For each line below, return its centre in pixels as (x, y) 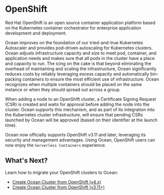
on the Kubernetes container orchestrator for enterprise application (73, 28)
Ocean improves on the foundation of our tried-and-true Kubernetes (74, 42)
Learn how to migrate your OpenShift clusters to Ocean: (62, 172)
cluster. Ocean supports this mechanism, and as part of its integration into (80, 110)
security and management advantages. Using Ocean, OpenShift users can (80, 140)
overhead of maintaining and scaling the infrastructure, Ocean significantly (81, 69)
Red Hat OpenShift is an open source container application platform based (80, 23)
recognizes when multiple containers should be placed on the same (74, 84)
